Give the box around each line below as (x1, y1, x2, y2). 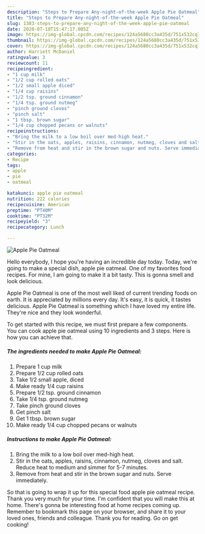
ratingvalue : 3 (7, 54, 46, 60)
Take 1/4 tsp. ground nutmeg (15, 395, 88, 403)
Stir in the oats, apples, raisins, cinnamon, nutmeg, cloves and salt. (15, 457, 184, 464)
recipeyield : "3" (7, 218, 51, 225)
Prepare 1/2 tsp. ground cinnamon (15, 389, 102, 396)
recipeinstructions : (7, 128, 60, 134)
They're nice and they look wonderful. (7, 309, 103, 316)
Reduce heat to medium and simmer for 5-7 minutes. (15, 463, 148, 471)
